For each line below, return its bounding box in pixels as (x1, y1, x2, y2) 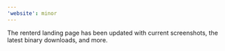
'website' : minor (7, 10, 57, 17)
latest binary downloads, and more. (7, 35, 108, 44)
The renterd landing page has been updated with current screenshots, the (7, 29, 218, 37)
